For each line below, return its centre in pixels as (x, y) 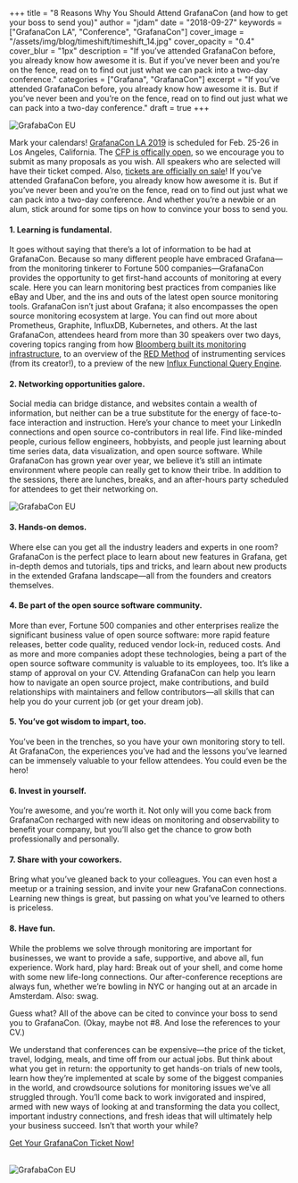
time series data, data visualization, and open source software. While (136, 452)
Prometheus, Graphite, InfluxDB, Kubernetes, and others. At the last (133, 325)
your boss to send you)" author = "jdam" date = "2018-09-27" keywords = (146, 22)
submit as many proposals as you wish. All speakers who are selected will (145, 161)
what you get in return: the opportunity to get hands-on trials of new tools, (146, 1069)
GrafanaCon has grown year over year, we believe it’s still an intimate (136, 461)
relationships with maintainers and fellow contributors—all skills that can (142, 691)
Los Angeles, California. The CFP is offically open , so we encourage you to (147, 152)
